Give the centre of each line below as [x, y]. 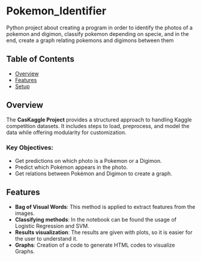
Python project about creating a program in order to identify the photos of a [100, 28]
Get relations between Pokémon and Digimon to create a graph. [94, 173]
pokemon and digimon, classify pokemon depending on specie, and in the [97, 34]
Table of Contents [40, 59]
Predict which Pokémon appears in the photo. [71, 167]
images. [25, 213]
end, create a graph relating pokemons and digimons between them [90, 40]
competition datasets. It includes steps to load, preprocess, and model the [98, 126]
